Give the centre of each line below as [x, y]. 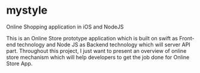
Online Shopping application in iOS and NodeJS [65, 27]
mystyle [27, 10]
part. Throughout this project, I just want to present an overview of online [96, 50]
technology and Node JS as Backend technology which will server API [104, 45]
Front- [187, 38]
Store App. [19, 64]
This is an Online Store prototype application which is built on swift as [92, 38]
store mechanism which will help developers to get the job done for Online [98, 57]
